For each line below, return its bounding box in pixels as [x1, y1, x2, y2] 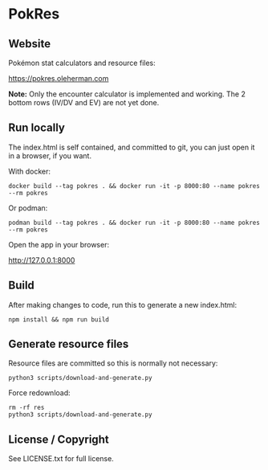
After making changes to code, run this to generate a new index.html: [8, 300, 238, 309]
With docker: [8, 166, 51, 176]
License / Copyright [8, 432, 110, 446]
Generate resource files [8, 337, 129, 351]
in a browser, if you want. [8, 150, 92, 161]
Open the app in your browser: [8, 239, 110, 249]
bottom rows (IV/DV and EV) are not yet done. [8, 98, 160, 107]
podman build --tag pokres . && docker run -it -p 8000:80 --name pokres [8, 219, 261, 227]
